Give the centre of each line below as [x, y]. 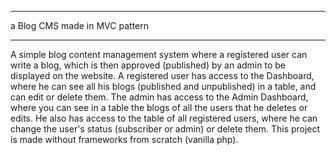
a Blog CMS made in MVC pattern [79, 25]
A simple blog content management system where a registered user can [159, 54]
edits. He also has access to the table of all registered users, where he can [164, 118]
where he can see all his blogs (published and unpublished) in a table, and [163, 86]
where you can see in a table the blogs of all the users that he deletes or [159, 107]
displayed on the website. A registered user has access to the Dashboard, [162, 75]
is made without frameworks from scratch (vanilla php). [124, 139]
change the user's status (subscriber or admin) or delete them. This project [165, 129]
